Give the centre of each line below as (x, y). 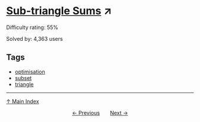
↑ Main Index (23, 101)
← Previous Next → (100, 113)
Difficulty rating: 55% (32, 27)
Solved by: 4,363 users (35, 38)
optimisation (30, 72)
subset (23, 78)
